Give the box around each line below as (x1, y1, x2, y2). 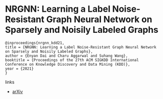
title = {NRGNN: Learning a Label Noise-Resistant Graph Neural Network (5, 45, 157, 49)
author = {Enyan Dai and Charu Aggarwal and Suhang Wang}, (5, 53, 128, 58)
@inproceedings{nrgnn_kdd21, (5, 40, 65, 45)
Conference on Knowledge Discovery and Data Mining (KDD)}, (5, 62, 131, 67)
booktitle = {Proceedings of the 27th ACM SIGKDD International (5, 57, 139, 62)
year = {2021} (5, 66, 34, 71)
